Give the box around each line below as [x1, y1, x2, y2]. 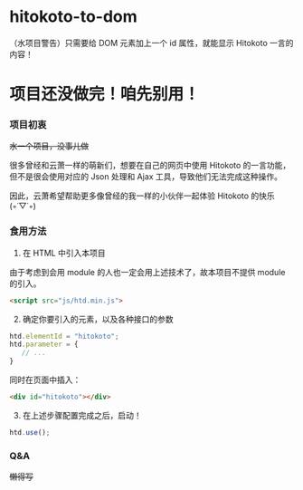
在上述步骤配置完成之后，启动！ [22, 409, 142, 420]
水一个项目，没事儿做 [9, 140, 89, 151]
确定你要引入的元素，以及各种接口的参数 [22, 313, 174, 324]
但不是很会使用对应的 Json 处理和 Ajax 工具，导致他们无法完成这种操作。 [9, 171, 283, 182]
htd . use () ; [9, 428, 51, 437]
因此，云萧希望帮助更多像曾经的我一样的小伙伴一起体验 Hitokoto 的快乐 [9, 190, 276, 201]
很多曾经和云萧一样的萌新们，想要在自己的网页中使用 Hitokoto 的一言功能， [9, 160, 291, 171]
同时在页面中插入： [9, 374, 81, 386]
